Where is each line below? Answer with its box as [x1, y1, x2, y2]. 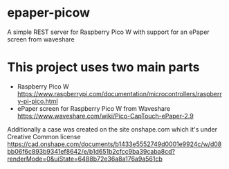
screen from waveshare [7, 35, 75, 43]
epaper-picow [7, 5, 90, 21]
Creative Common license [7, 132, 81, 141]
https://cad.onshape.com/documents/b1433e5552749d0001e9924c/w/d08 [7, 140, 222, 148]
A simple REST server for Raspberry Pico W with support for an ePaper [7, 28, 210, 36]
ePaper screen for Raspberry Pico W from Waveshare [17, 104, 171, 112]
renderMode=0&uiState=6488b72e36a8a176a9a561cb [7, 154, 163, 163]
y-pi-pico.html [17, 97, 58, 105]
